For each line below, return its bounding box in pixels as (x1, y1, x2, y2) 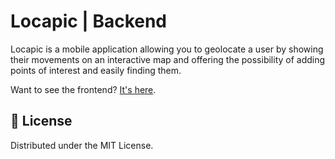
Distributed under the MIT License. (10, 139, 154, 151)
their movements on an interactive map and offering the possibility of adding (10, 53, 326, 65)
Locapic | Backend (10, 10, 168, 33)
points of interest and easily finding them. (10, 64, 182, 76)
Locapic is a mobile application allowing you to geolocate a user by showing (10, 43, 324, 55)
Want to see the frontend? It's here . (10, 83, 157, 95)
